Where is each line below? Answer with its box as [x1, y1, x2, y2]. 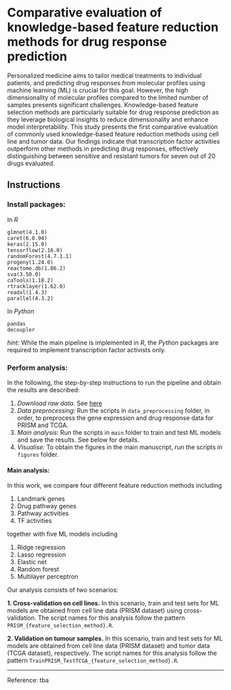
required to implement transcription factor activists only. [7, 345, 166, 354]
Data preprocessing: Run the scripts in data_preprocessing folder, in [16, 406, 210, 414]
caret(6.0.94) [7, 235, 48, 241]
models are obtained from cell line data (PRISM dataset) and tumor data [7, 642, 210, 650]
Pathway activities [16, 509, 69, 517]
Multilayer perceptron [16, 572, 79, 581]
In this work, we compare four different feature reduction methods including [7, 482, 222, 490]
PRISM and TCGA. [16, 421, 69, 429]
